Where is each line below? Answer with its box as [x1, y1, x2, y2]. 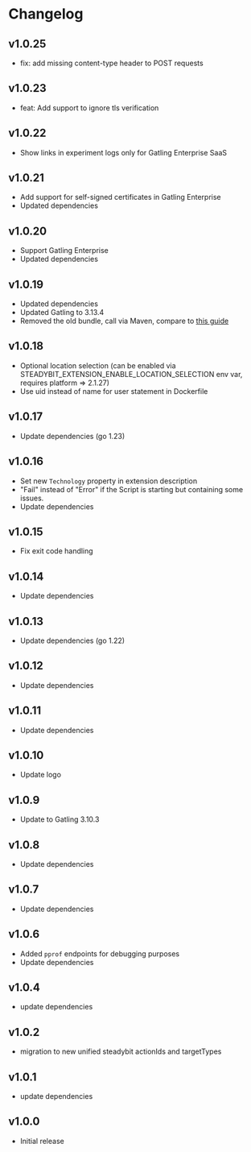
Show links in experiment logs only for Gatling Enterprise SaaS [19, 147, 228, 157]
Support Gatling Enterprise [19, 246, 109, 255]
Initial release [19, 1136, 64, 1146]
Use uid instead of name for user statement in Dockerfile [19, 386, 208, 396]
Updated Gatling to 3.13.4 [19, 308, 105, 317]
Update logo [19, 770, 62, 780]
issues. [19, 493, 44, 503]
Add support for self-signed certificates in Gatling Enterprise [19, 193, 221, 202]
